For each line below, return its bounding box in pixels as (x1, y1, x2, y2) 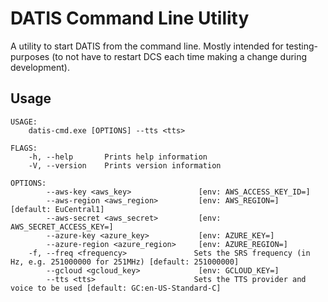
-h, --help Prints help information (28, 152, 208, 162)
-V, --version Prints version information (28, 160, 222, 171)
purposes (10, 50, 50, 62)
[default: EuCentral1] (10, 204, 105, 214)
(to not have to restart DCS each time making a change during (51, 50, 308, 62)
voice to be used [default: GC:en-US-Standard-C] (10, 283, 222, 293)
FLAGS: (10, 143, 38, 153)
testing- (285, 40, 318, 52)
